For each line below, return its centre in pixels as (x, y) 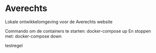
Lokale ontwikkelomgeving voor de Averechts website (59, 22)
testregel (14, 45)
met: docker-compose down (33, 36)
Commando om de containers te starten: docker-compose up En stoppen (78, 31)
